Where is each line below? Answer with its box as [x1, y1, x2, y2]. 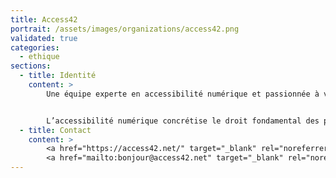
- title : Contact [19, 125, 92, 135]
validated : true [10, 33, 78, 43]
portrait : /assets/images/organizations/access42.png [10, 24, 240, 34]
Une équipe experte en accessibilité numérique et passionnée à [46, 89, 320, 99]
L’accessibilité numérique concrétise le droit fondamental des [46, 116, 320, 126]
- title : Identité [19, 71, 97, 81]
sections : [10, 61, 52, 71]
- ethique [19, 52, 60, 62]
